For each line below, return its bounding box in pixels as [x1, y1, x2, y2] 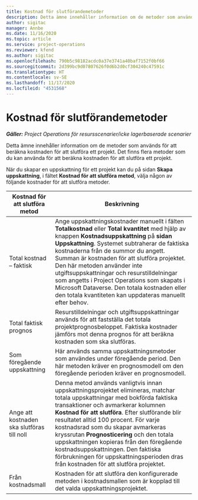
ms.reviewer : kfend [6, 47, 54, 53]
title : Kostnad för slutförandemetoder [6, 8, 104, 15]
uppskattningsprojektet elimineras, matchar [55, 386, 175, 394]
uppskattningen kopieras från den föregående [55, 437, 183, 446]
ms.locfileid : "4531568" [6, 86, 67, 91]
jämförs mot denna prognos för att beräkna [55, 330, 174, 338]
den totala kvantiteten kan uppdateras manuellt [55, 290, 186, 299]
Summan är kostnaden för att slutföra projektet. [55, 254, 186, 262]
